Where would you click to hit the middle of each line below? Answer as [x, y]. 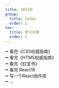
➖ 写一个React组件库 [26, 76]
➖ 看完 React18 [20, 69]
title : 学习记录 [25, 32]
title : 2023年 [19, 10]
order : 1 [18, 37]
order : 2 [18, 23]
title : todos [23, 19]
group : [12, 14]
